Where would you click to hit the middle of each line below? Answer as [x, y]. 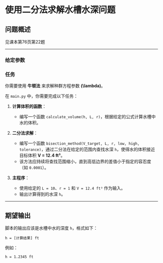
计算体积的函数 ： [29, 107]
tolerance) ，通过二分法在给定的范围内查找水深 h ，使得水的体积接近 [87, 149]
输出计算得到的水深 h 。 [42, 194]
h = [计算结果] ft [22, 238]
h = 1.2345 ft [19, 257]
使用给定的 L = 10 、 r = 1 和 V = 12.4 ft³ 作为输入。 [72, 188]
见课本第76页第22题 [25, 42]
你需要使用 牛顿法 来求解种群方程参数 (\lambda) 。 [55, 86]
